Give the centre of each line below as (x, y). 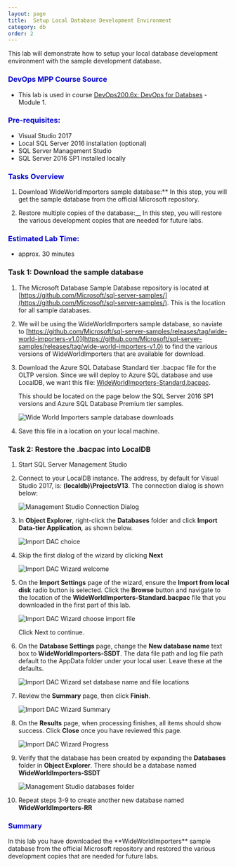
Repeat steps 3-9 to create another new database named (101, 800)
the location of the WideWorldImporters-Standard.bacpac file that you (122, 598)
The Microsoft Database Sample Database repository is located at (113, 288)
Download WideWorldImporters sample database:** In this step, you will (123, 192)
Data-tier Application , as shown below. (75, 528)
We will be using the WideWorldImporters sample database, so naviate (120, 324)
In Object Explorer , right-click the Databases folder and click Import (118, 521)
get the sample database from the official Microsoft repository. (109, 199)
